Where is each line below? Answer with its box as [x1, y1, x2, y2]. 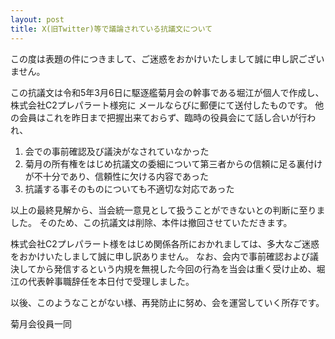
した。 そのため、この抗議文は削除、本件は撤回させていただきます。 [10, 216, 293, 228]
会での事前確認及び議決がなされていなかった [24, 145, 210, 157]
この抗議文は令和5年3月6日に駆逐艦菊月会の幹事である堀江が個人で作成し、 [10, 86, 325, 98]
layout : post [10, 14, 65, 25]
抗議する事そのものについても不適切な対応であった [24, 182, 235, 195]
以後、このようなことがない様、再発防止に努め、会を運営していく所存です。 [10, 296, 325, 308]
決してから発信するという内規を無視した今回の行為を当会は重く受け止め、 [10, 262, 317, 275]
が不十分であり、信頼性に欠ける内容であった [24, 170, 209, 182]
